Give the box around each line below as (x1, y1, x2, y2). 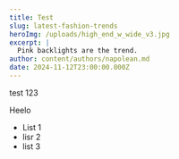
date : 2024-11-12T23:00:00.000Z (9, 63, 130, 72)
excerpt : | (9, 38, 50, 47)
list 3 (21, 140, 41, 152)
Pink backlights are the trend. (17, 46, 139, 55)
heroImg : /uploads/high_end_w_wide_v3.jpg (9, 29, 170, 38)
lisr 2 (21, 131, 41, 142)
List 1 (21, 121, 42, 132)
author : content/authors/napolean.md (9, 54, 150, 63)
